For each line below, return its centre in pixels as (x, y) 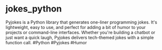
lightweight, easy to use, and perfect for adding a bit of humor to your (76, 27)
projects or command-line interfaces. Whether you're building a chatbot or (81, 32)
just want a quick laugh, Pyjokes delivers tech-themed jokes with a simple (80, 37)
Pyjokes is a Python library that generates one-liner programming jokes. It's (81, 22)
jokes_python (34, 9)
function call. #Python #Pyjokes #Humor (46, 42)
